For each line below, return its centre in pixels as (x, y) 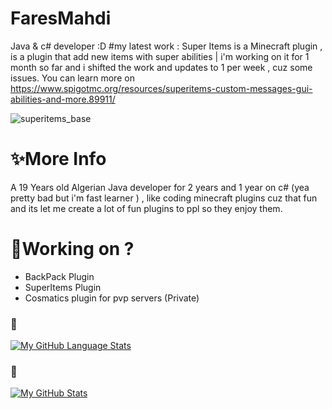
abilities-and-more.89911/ (63, 99)
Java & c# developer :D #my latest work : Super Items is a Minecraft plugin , (166, 46)
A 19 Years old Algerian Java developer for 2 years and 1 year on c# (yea (160, 187)
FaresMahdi (61, 18)
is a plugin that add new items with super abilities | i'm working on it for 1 (160, 56)
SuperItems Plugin (63, 287)
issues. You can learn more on (72, 78)
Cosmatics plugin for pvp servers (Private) (112, 298)
